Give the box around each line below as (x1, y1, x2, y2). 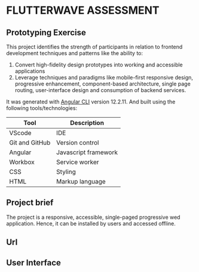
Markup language (56, 178, 106, 185)
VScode (9, 129, 32, 137)
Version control (56, 139, 99, 146)
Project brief (6, 198, 54, 208)
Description (69, 119, 105, 127)
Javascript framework (56, 148, 118, 156)
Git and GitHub (9, 139, 51, 146)
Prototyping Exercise (6, 27, 87, 38)
